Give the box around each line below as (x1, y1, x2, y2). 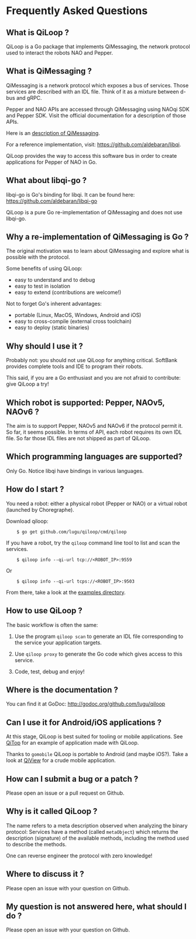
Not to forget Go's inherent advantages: (6, 300, 102, 308)
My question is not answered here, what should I (6, 901, 187, 911)
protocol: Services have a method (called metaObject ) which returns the (6, 828, 178, 835)
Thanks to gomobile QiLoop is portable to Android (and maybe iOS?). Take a (6, 751, 188, 758)
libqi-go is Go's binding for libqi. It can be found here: (6, 191, 135, 198)
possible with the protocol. (6, 254, 70, 261)
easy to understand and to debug (14, 276, 95, 283)
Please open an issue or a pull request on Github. (6, 789, 125, 796)
